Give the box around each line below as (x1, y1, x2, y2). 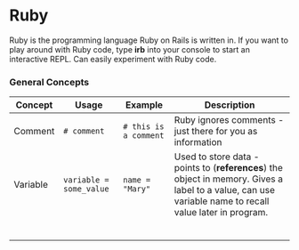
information (174, 136, 222, 149)
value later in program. (174, 206, 269, 219)
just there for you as (174, 125, 258, 138)
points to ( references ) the (174, 162, 283, 174)
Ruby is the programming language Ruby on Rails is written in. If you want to (9, 35, 289, 45)
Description (204, 99, 255, 111)
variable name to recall (174, 195, 270, 207)
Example (125, 99, 163, 111)
